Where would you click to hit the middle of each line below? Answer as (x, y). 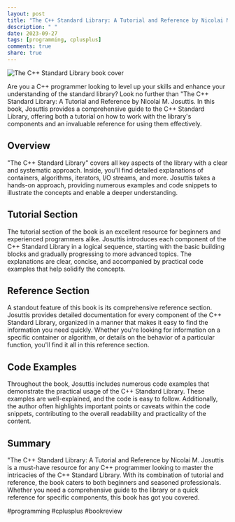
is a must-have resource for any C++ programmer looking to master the (110, 467)
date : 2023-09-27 (33, 33)
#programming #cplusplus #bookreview (65, 511)
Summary (29, 443)
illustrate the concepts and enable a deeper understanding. (93, 192)
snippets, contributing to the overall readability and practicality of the (107, 414)
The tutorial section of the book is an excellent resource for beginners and (114, 232)
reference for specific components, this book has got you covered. (104, 497)
